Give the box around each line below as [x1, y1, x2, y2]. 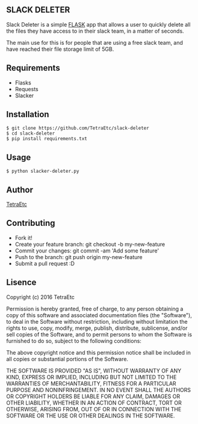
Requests [14, 85, 39, 92]
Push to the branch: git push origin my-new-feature [14, 253, 143, 260]
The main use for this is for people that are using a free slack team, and [6, 39, 184, 46]
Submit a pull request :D [14, 260, 75, 267]
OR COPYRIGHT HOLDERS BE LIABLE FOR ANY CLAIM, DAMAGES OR [6, 393, 181, 400]
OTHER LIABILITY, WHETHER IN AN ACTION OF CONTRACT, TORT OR [6, 399, 182, 406]
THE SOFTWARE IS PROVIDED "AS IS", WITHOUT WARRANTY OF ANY [6, 367, 182, 374]
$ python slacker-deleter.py [6, 169, 79, 175]
